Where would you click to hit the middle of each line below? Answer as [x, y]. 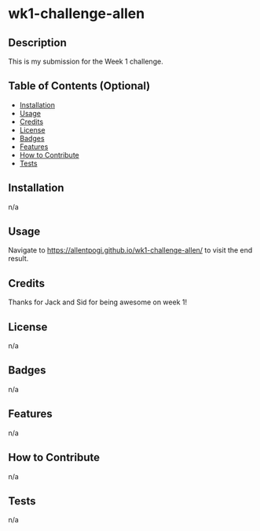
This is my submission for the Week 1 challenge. [86, 61]
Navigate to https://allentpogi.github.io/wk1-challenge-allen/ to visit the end [130, 250]
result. [18, 259]
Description [37, 43]
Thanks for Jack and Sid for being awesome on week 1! [97, 302]
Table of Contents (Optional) [79, 86]
